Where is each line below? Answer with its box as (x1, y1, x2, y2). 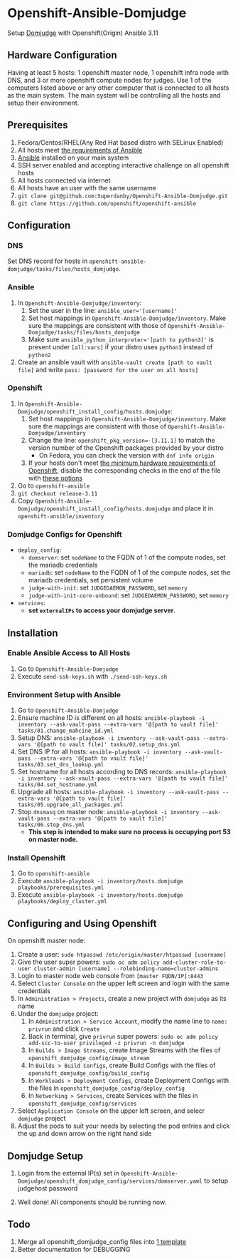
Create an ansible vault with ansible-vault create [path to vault (17, 358, 213, 366)
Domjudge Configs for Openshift (7, 529, 122, 539)
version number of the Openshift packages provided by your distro (28, 443, 224, 452)
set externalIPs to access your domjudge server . (28, 606, 175, 615)
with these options (28, 473, 83, 482)
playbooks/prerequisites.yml (17, 884, 104, 892)
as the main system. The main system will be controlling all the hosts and (7, 91, 221, 99)
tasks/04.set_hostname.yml (17, 781, 98, 788)
